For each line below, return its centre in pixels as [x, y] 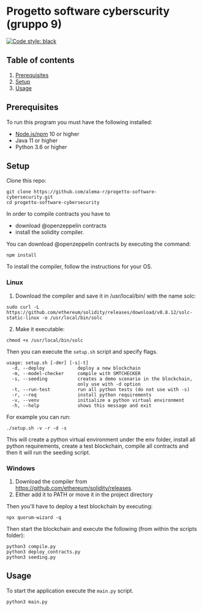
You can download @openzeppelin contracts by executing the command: [99, 244]
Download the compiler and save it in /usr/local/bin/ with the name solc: [105, 296]
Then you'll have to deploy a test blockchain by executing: [79, 506]
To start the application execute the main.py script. [70, 590]
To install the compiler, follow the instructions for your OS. [79, 266]
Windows [21, 468]
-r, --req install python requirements [82, 395]
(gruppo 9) [34, 24]
